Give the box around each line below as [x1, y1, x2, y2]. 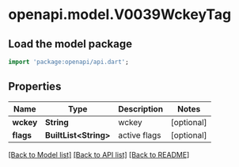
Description [118, 103, 164, 114]
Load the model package [8, 37, 133, 51]
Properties [8, 80, 62, 93]
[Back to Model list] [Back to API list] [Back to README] [8, 150, 190, 159]
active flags [118, 129, 161, 140]
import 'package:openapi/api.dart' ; [8, 58, 129, 66]
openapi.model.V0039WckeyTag [8, 6, 232, 24]
